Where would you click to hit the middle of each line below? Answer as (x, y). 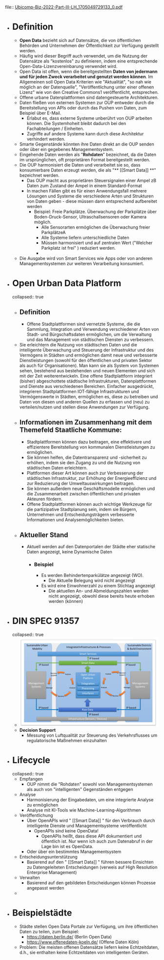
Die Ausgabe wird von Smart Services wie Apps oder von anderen (86, 258)
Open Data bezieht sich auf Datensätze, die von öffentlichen (80, 40)
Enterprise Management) (52, 873)
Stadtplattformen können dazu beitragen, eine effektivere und (89, 442)
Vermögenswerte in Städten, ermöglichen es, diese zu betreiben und (89, 396)
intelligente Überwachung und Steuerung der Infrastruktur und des (86, 350)
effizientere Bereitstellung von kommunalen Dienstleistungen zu (91, 447)
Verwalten (30, 878)
